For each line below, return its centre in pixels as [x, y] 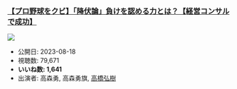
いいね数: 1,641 [40, 69]
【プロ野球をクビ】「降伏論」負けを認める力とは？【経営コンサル [118, 11]
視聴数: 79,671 [38, 61]
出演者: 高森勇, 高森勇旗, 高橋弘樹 [67, 78]
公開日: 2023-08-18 [47, 52]
